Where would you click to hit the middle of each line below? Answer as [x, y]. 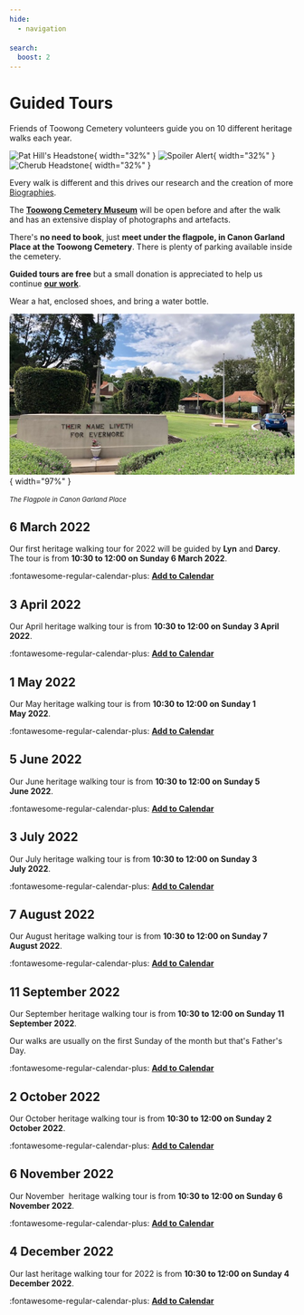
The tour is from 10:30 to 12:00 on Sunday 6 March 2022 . [119, 558]
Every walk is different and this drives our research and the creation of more [152, 183]
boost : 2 [34, 58]
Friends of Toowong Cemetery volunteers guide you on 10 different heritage [151, 129]
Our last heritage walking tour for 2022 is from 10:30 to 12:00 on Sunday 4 [149, 1273]
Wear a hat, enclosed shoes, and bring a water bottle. [109, 301]
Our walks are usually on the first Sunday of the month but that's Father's [146, 1041]
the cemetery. [35, 256]
